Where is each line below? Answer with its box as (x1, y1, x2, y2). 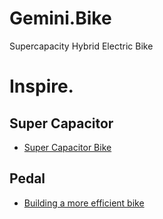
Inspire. (9, 75, 74, 98)
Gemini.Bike (9, 7, 112, 30)
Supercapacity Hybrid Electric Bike (9, 40, 154, 52)
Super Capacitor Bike (23, 141, 112, 153)
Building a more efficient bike (23, 197, 145, 209)
